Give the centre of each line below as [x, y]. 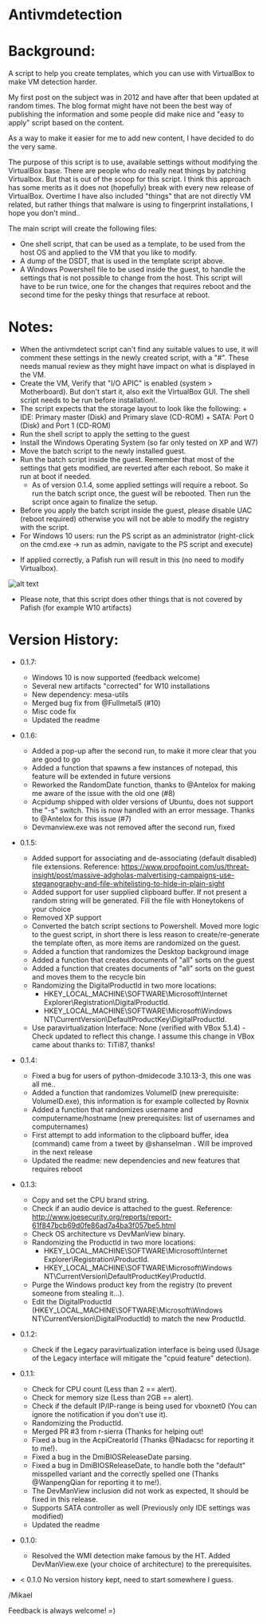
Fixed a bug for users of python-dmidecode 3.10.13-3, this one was [141, 1076]
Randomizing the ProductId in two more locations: [114, 1242]
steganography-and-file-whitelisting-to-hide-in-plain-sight [128, 883]
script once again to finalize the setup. [94, 502]
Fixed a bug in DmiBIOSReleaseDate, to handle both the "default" [138, 1465]
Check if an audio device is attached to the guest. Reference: [132, 1208]
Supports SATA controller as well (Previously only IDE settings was [141, 1508]
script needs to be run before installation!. [88, 400]
